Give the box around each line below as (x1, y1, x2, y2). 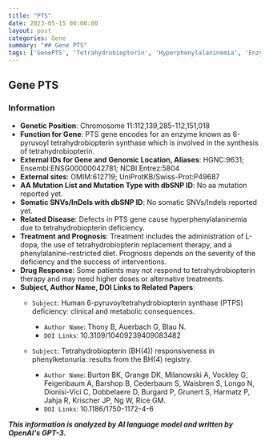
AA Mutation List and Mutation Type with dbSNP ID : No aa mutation (19, 180, 247, 190)
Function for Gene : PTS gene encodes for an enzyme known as (19, 129, 231, 138)
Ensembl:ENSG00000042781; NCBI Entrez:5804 (19, 163, 180, 173)
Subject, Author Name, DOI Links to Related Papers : (19, 282, 195, 292)
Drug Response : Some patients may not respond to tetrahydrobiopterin (19, 265, 256, 275)
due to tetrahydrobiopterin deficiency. (19, 222, 146, 232)
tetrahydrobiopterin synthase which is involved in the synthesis (50, 138, 259, 147)
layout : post (8, 26, 52, 34)
